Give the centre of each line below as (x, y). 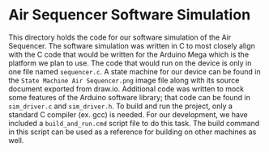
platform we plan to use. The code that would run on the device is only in (130, 63)
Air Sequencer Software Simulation (130, 15)
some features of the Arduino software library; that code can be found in (130, 97)
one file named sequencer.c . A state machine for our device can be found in (134, 71)
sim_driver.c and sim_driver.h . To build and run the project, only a (121, 106)
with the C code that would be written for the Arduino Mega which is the (129, 54)
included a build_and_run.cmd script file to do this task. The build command (134, 123)
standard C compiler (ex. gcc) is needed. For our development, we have (128, 114)
